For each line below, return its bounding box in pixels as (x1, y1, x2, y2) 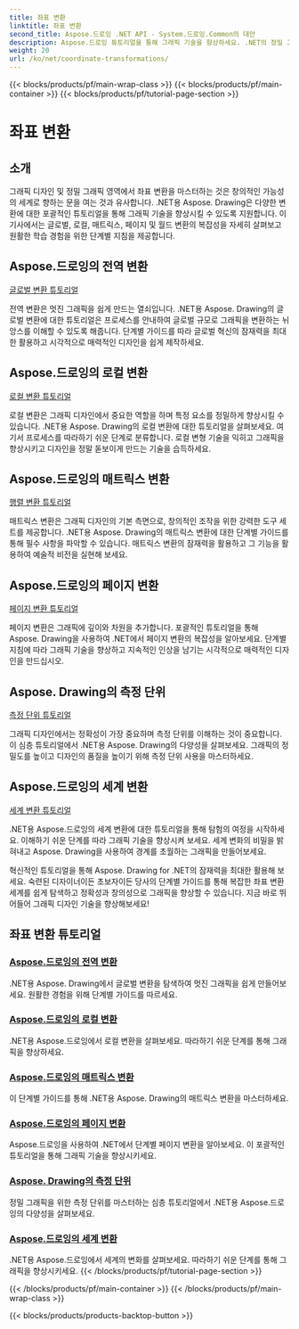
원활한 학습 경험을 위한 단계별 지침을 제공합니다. (9, 231, 176, 241)
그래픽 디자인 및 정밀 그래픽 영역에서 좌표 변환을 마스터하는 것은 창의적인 (9, 186, 261, 196)
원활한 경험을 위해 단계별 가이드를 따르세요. (28, 989, 178, 999)
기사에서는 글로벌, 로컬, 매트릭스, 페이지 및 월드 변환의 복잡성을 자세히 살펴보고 (9, 219, 282, 230)
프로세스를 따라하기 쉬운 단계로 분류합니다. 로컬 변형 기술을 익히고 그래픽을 (25, 431, 285, 442)
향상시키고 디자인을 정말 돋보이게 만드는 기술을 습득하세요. (9, 443, 212, 454)
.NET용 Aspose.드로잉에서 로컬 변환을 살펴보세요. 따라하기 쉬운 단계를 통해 (9, 1035, 271, 1046)
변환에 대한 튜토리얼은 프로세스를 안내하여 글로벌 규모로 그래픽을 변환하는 (25, 314, 280, 325)
